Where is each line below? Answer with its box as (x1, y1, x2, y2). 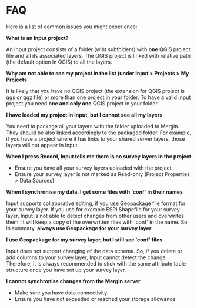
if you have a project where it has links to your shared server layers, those (6, 135, 185, 142)
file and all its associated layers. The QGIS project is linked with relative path (6, 52, 191, 59)
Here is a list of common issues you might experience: (6, 23, 138, 30)
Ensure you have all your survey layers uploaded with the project (14, 164, 172, 171)
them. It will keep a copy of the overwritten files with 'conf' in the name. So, (6, 218, 189, 226)
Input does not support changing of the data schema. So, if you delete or (6, 247, 183, 254)
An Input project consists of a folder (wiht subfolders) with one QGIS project (6, 45, 191, 53)
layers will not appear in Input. (6, 141, 79, 148)
